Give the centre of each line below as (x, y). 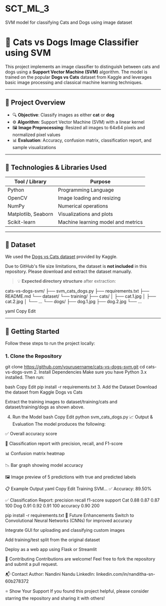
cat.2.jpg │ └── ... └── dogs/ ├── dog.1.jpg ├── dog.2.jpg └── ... (74, 302)
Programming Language (86, 190)
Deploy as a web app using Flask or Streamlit (51, 550)
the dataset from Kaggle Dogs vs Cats (44, 392)
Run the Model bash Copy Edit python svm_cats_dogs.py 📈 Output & (83, 417)
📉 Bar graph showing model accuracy (44, 465)
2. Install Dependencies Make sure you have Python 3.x (90, 372)
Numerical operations (83, 206)
